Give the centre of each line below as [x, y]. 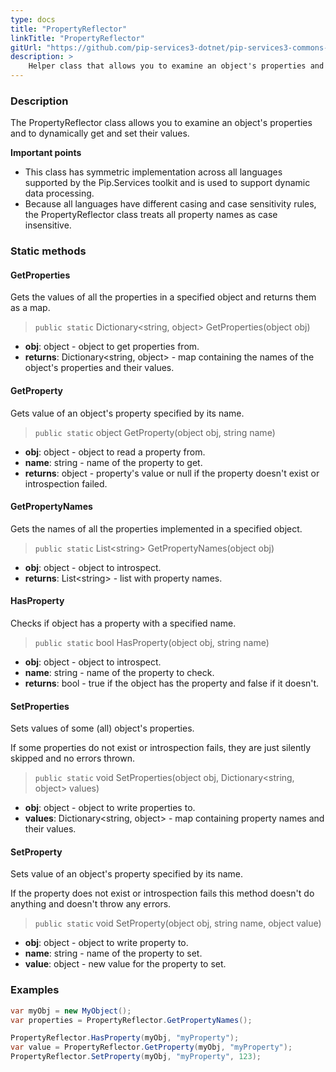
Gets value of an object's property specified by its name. [127, 413]
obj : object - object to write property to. [106, 943]
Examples [35, 990]
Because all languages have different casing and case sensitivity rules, [170, 204]
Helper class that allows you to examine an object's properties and [176, 66]
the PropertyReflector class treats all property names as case [151, 215]
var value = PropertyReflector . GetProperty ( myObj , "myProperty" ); [151, 1047]
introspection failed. [66, 483]
